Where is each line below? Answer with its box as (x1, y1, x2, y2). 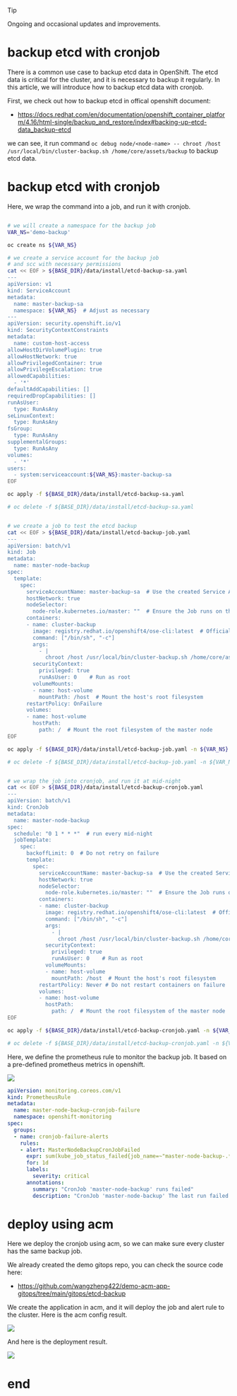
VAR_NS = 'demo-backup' (7, 229, 71, 236)
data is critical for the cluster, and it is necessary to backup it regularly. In (7, 75, 221, 83)
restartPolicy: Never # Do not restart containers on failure (38, 981, 226, 988)
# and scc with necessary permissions (7, 261, 121, 268)
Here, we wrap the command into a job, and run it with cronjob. (7, 202, 191, 211)
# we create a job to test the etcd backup (7, 522, 138, 529)
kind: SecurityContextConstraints (7, 327, 109, 334)
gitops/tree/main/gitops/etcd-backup (17, 1289, 126, 1298)
